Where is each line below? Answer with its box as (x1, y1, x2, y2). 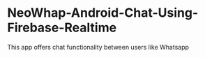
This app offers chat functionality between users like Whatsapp (7, 43, 190, 51)
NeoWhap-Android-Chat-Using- (7, 5, 199, 21)
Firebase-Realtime (7, 20, 117, 36)
